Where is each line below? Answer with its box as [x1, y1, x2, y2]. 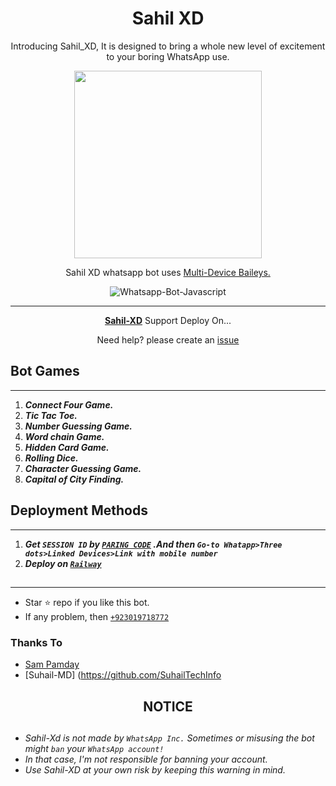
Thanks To [10, 635, 63, 649]
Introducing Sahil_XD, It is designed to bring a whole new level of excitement [10, 40, 326, 52]
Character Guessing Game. [24, 462, 142, 474]
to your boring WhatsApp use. [106, 50, 230, 62]
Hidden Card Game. [24, 441, 110, 453]
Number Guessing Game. [24, 420, 133, 432]
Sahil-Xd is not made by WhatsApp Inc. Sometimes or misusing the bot [24, 732, 315, 744]
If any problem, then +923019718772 [24, 610, 170, 622]
